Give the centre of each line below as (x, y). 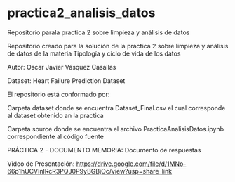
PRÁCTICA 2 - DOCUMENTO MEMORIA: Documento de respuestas (104, 150)
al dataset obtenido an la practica (55, 115)
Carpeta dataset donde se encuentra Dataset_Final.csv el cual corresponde (116, 108)
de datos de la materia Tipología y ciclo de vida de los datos (94, 53)
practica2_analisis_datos (81, 13)
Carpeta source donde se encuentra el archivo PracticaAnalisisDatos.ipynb (116, 129)
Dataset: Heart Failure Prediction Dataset (66, 80)
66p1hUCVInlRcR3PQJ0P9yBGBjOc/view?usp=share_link (90, 171)
